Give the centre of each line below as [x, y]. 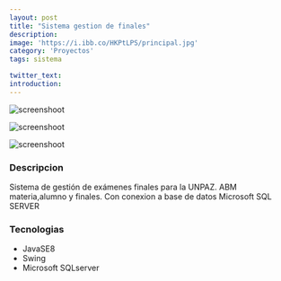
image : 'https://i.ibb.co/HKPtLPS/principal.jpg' [104, 43]
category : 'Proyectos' [52, 51]
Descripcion [37, 167]
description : [34, 34]
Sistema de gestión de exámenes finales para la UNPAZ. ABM [123, 187]
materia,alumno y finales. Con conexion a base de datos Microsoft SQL [140, 197]
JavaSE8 [39, 249]
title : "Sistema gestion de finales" [80, 26]
